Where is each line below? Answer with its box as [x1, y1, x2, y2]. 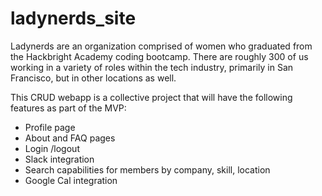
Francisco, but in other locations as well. [10, 72, 177, 84]
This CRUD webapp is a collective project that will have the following [10, 91, 293, 103]
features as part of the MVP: [10, 102, 127, 114]
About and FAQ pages [24, 132, 116, 144]
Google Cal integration [24, 174, 118, 186]
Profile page [24, 121, 76, 133]
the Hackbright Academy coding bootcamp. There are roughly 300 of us [10, 50, 309, 62]
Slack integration [24, 153, 95, 165]
